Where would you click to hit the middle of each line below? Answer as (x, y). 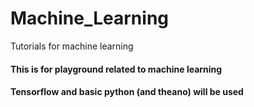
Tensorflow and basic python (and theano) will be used (127, 92)
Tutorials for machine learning (72, 46)
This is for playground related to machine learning (116, 69)
